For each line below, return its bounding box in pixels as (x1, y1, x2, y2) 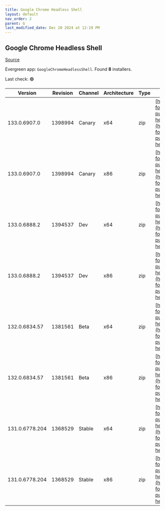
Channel (78, 89, 99, 96)
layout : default (5, 12, 38, 17)
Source (5, 57, 20, 62)
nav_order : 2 (5, 16, 32, 21)
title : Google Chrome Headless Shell (5, 7, 82, 12)
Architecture (103, 89, 134, 96)
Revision (52, 89, 73, 96)
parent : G (5, 21, 26, 26)
